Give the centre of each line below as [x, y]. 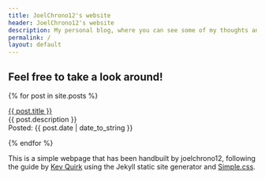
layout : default [35, 45]
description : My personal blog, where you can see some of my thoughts [128, 30]
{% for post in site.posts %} [53, 95]
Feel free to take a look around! [86, 77]
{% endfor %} [31, 143]
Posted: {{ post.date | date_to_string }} [71, 128]
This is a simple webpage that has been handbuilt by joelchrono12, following [132, 158]
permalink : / [30, 37]
